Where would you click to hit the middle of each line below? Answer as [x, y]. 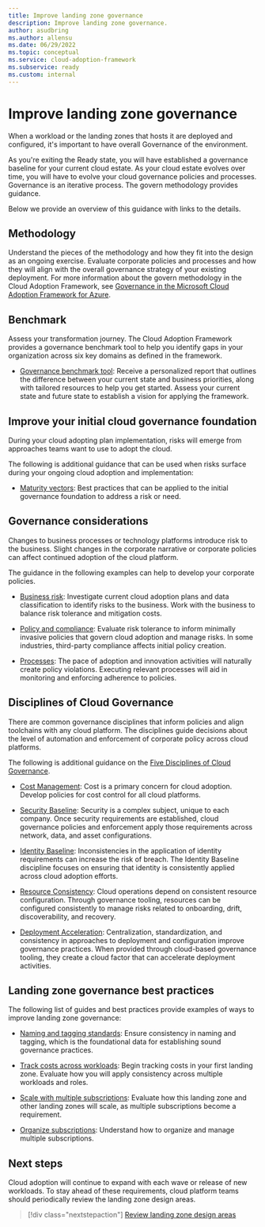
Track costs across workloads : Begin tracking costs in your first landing [136, 1066]
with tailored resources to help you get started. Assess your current [130, 388]
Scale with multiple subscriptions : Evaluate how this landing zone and [133, 1098]
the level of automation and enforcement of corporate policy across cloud [129, 738]
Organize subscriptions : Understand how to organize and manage [127, 1130]
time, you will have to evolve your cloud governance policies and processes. [132, 176]
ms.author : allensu [40, 38]
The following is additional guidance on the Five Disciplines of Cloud [119, 762]
